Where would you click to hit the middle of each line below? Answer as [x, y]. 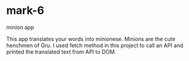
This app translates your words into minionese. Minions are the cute [91, 39]
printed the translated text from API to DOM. [61, 51]
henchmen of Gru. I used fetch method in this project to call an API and [95, 45]
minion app [20, 27]
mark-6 [25, 11]
